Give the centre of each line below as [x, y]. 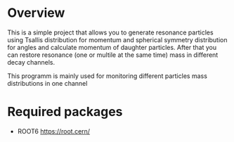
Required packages [65, 112]
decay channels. [31, 62]
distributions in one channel [47, 83]
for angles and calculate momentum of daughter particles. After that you [112, 47]
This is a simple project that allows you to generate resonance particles [110, 32]
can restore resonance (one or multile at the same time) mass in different [113, 55]
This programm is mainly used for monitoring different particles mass [107, 76]
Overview [36, 13]
